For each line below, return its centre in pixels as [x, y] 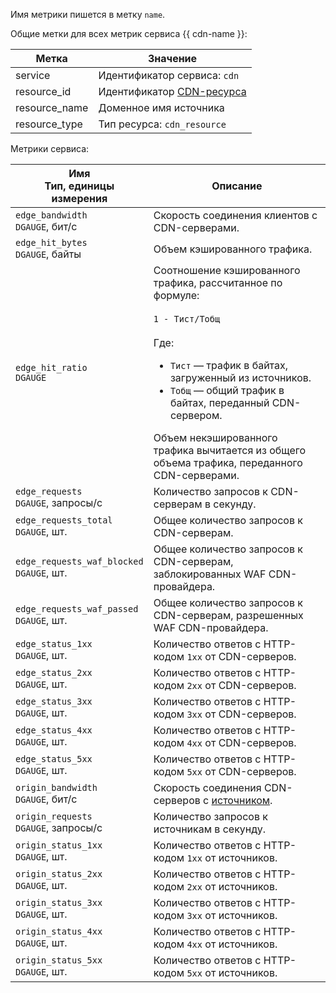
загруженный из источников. [240, 377]
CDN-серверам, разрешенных [228, 615]
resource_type [49, 124]
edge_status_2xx [54, 672]
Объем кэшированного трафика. [233, 249]
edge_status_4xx [54, 730]
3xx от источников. [232, 915]
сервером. [196, 415]
